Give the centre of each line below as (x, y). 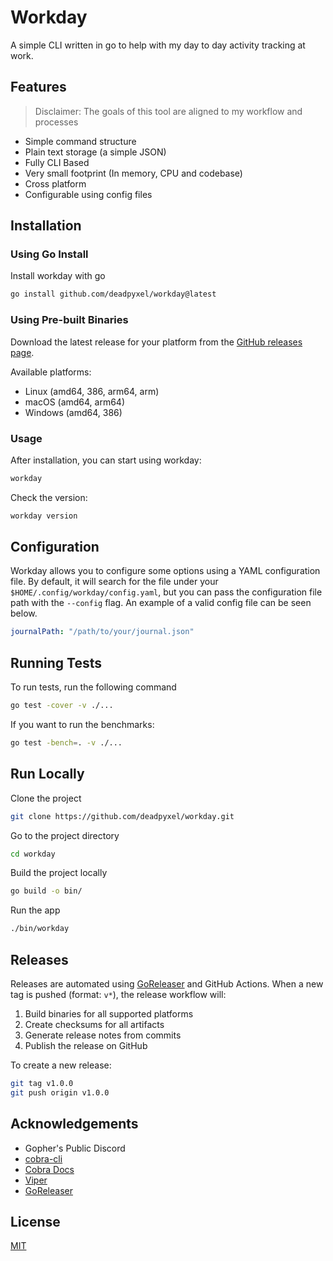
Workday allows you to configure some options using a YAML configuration (165, 571)
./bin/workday (40, 929)
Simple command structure (80, 141)
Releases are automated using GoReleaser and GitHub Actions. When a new (167, 984)
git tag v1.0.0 (42, 1084)
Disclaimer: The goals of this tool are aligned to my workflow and (168, 111)
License (35, 1221)
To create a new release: (61, 1065)
